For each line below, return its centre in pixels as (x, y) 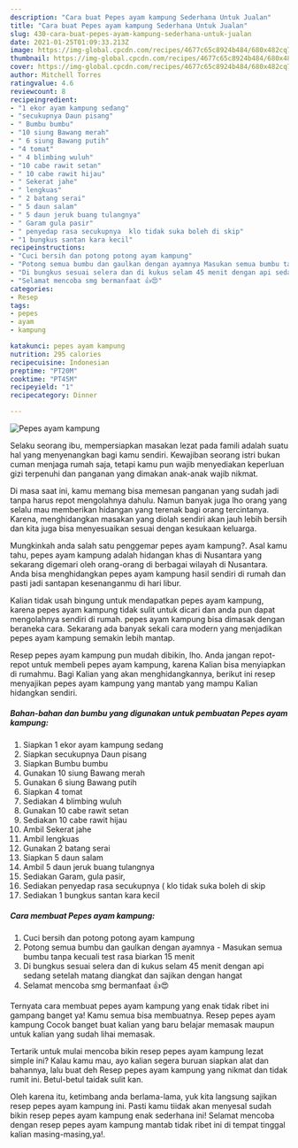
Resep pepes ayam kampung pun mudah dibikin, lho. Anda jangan (130, 655)
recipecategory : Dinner (54, 396)
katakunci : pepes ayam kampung (68, 346)
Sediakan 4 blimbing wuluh (72, 801)
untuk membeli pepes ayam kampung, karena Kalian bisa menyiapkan (158, 664)
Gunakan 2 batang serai (66, 848)
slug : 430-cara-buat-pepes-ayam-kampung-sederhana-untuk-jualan (131, 34)
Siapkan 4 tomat (53, 791)
